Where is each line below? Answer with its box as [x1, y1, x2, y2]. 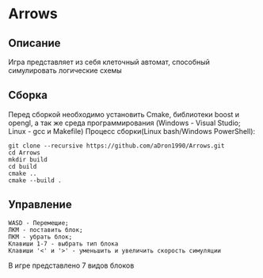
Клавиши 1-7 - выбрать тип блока [8, 239, 119, 248]
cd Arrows [8, 148, 41, 157]
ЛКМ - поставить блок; [8, 226, 83, 234]
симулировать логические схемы [8, 66, 123, 75]
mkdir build [8, 155, 48, 163]
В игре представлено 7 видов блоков [8, 261, 135, 270]
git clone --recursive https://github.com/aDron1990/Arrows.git [8, 142, 225, 150]
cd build [8, 162, 37, 170]
